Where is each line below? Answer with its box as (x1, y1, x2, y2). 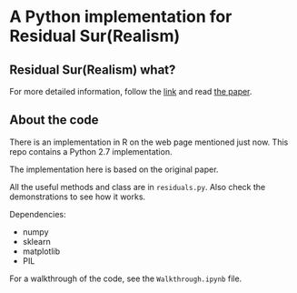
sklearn (22, 236, 52, 247)
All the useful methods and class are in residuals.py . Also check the (9, 181, 266, 192)
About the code (9, 112, 99, 128)
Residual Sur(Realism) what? (9, 62, 176, 77)
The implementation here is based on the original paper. (9, 164, 219, 175)
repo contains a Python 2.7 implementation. (9, 146, 173, 157)
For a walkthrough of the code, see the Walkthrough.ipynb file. (9, 273, 243, 284)
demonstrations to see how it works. (9, 191, 146, 202)
